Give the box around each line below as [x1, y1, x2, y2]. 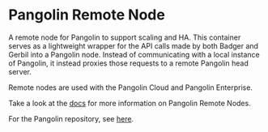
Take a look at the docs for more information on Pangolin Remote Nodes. [8, 98, 251, 108]
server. [8, 66, 32, 76]
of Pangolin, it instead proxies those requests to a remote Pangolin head [8, 58, 249, 68]
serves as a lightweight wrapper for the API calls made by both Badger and [8, 40, 259, 50]
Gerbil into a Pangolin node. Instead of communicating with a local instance [8, 49, 261, 59]
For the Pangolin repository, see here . [8, 113, 134, 123]
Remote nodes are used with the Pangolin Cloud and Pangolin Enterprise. [8, 83, 253, 92]
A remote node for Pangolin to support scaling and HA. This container [8, 32, 241, 42]
